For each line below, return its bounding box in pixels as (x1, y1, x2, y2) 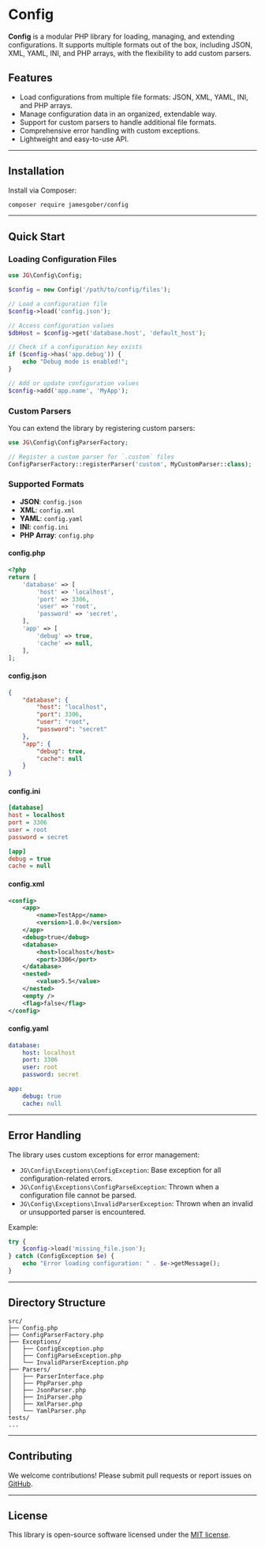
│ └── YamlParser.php (8, 1407, 87, 1414)
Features (8, 71, 53, 84)
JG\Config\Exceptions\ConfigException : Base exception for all (19, 1165, 222, 1174)
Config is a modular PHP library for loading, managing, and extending (8, 32, 235, 41)
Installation (8, 164, 65, 178)
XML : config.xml (19, 505, 75, 515)
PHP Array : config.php (19, 530, 95, 540)
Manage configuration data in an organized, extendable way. (19, 109, 217, 118)
